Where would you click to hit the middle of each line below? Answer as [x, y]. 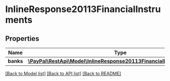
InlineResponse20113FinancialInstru [83, 9]
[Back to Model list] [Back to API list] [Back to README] [63, 73]
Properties [22, 38]
